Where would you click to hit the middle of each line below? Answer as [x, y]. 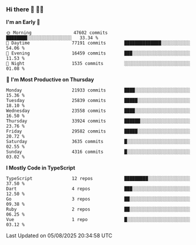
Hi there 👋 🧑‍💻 [25, 9]
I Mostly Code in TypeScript [40, 168]
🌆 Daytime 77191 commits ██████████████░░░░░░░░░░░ [98, 43]
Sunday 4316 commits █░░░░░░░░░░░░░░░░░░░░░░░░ [98, 152]
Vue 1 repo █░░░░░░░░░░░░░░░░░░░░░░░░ [98, 220]
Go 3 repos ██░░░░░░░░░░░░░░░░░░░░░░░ [98, 199]
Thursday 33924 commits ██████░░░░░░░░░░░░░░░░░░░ [98, 121]
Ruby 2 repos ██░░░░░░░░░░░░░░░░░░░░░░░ [98, 210]
